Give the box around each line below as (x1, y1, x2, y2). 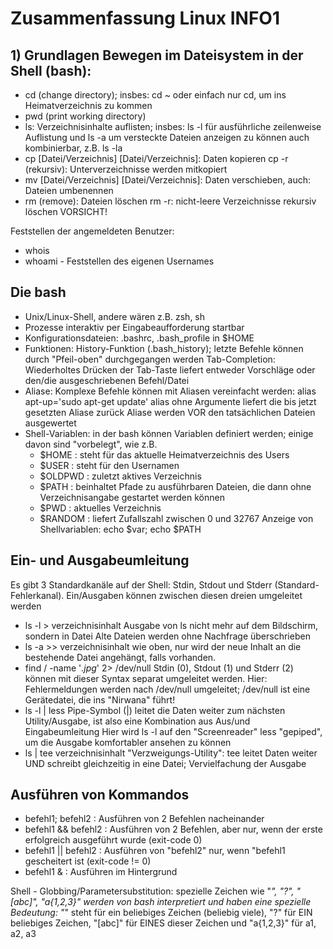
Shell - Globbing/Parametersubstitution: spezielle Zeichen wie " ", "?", (10, 885, 295, 897)
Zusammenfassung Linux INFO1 (10, 7, 281, 30)
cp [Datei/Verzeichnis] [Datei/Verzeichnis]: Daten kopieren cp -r (24, 153, 289, 164)
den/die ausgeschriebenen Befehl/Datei (24, 374, 190, 386)
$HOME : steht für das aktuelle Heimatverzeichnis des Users (39, 448, 290, 461)
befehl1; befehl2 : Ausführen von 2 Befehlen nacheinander (24, 813, 265, 825)
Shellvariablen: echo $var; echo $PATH (39, 523, 202, 535)
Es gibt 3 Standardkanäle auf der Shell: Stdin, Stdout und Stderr (10, 578, 273, 591)
